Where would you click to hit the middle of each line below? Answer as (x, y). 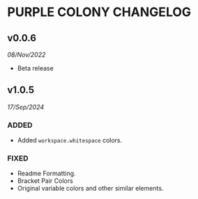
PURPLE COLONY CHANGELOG (99, 12)
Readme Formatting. (46, 174)
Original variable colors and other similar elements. (90, 189)
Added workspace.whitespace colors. (70, 140)
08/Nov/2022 (26, 54)
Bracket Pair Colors (45, 181)
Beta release (35, 68)
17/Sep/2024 (26, 107)
